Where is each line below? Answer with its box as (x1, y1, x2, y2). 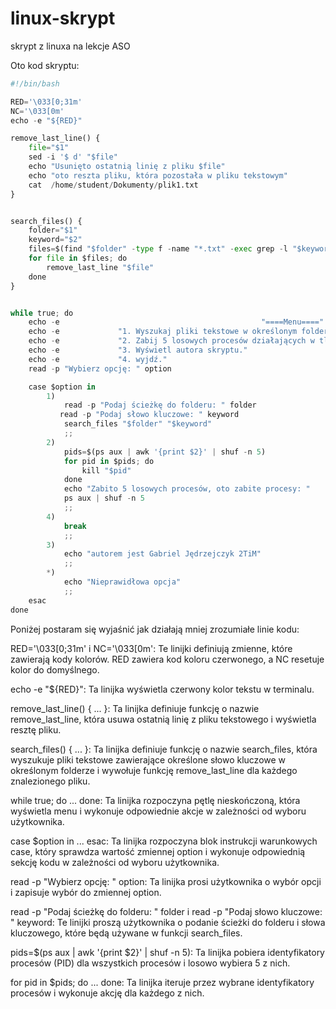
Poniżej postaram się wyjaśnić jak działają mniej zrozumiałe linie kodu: (10, 623, 300, 635)
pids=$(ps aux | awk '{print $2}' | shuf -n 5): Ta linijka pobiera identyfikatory (10, 946, 325, 958)
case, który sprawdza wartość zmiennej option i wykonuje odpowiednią (10, 845, 306, 857)
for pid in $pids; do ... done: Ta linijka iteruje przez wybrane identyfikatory (10, 976, 315, 988)
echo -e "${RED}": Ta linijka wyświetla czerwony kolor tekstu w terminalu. (10, 683, 315, 695)
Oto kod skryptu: (10, 59, 80, 71)
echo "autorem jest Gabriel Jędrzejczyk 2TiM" (63, 549, 262, 559)
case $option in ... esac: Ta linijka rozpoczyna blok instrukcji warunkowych (10, 835, 318, 847)
